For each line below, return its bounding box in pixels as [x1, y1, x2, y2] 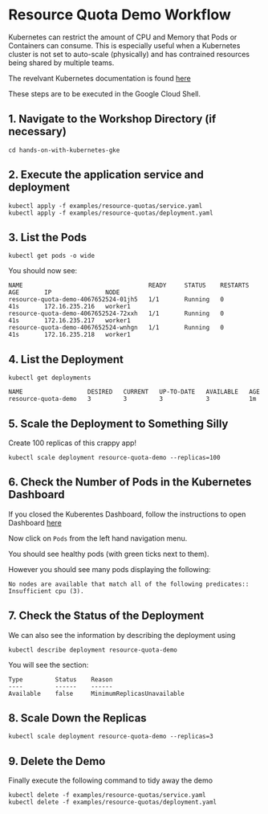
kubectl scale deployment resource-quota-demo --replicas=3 [8, 733, 214, 741]
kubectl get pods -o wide [8, 252, 95, 260]
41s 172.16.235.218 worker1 [8, 331, 131, 339]
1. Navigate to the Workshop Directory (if [8, 112, 217, 126]
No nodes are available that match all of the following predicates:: [8, 580, 250, 588]
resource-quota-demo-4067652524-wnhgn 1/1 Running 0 [8, 324, 225, 332]
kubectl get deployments [8, 374, 91, 382]
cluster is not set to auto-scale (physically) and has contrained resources [8, 49, 250, 59]
